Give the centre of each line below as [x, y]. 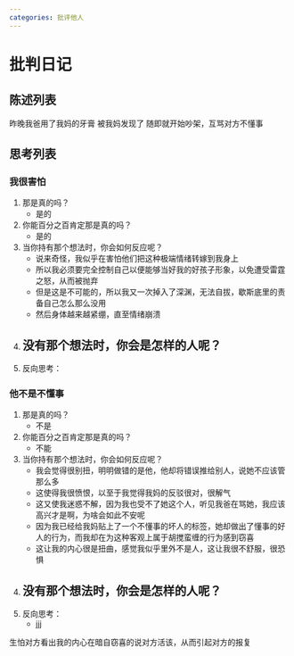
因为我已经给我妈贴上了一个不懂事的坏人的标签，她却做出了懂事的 [156, 527]
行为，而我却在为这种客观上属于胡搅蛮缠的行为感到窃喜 [153, 537]
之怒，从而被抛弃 [67, 281]
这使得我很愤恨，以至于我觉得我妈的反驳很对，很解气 [133, 493]
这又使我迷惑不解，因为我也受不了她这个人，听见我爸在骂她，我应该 [160, 504]
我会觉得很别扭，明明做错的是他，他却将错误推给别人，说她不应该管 [160, 470]
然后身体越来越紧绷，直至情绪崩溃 [98, 314]
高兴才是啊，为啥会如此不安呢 [90, 515]
